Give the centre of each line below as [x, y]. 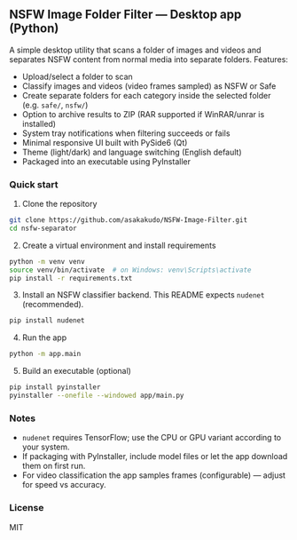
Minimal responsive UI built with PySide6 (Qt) [105, 142]
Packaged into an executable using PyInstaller [106, 161]
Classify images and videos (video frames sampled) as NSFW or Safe [149, 86]
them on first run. [54, 466]
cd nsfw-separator [43, 228]
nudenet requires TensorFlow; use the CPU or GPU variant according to [152, 438]
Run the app [44, 337]
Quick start [34, 184]
